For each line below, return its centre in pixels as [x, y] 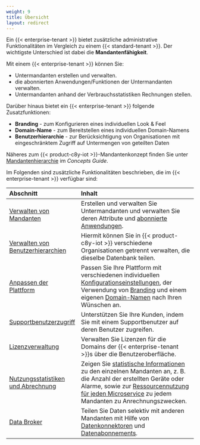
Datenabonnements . [110, 433]
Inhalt [90, 193]
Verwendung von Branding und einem [134, 290]
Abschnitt [24, 193]
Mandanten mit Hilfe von [115, 418]
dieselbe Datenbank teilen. [118, 258]
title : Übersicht [28, 17]
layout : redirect [28, 23]
